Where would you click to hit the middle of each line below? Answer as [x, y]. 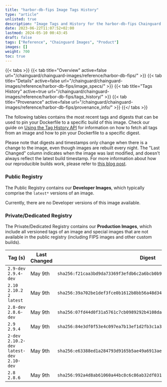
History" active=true [26, 92]
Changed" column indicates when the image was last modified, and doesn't [83, 153]
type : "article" [22, 14]
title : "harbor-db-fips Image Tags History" [52, 10]
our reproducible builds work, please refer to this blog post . [66, 164]
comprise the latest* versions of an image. [50, 193]
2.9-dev [17, 268]
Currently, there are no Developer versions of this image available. [73, 202]
